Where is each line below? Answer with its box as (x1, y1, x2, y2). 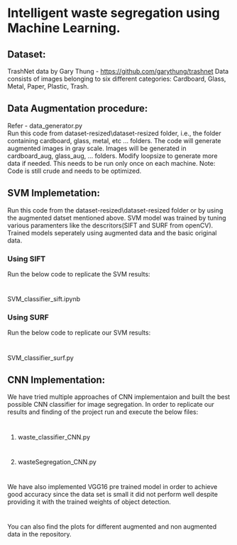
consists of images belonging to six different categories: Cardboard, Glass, (7, 74, 226, 83)
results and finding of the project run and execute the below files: (7, 408, 199, 416)
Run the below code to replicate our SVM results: (7, 328, 151, 337)
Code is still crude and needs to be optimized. (7, 167, 142, 175)
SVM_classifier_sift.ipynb (7, 295, 80, 303)
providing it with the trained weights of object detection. (7, 498, 172, 506)
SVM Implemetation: (7, 187, 101, 199)
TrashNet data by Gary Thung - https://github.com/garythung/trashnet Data (7, 67, 229, 75)
